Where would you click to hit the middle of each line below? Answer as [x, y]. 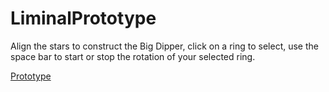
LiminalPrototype [83, 18]
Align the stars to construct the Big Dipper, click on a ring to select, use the [164, 46]
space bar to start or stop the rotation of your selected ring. [133, 56]
